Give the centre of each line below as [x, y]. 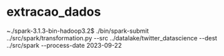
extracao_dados [54, 12]
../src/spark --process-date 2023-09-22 [64, 45]
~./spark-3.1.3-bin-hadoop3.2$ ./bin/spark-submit [78, 31]
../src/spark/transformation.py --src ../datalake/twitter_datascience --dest [112, 38]
